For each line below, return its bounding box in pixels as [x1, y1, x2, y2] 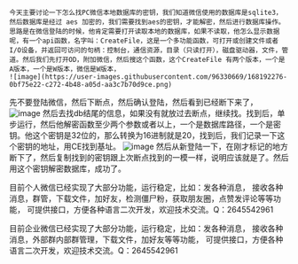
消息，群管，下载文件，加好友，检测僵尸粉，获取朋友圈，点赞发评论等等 [9, 193, 273, 204]
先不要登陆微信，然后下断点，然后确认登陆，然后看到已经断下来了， [9, 97, 258, 107]
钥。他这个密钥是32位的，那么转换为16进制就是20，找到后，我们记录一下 [9, 130, 278, 140]
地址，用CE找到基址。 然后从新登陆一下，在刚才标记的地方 [39, 141, 288, 151]
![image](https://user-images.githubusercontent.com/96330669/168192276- [9, 73, 288, 82]
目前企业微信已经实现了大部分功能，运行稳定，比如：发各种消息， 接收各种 [9, 223, 284, 233]
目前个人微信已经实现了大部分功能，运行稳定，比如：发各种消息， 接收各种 [9, 182, 284, 192]
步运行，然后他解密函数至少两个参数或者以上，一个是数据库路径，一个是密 [9, 119, 281, 129]
